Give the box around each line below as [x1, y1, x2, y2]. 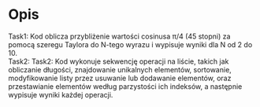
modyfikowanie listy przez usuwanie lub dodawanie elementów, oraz [8, 73, 232, 83]
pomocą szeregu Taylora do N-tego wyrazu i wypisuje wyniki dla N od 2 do [8, 39, 253, 49]
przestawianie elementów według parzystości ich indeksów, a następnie [8, 81, 243, 91]
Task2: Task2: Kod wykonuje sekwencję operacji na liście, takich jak [8, 57, 229, 66]
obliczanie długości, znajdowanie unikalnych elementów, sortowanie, [8, 65, 232, 74]
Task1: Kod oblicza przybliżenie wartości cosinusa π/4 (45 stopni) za [8, 31, 231, 41]
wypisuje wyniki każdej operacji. [8, 90, 113, 99]
